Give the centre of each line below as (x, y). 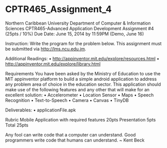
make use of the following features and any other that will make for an (77, 89)
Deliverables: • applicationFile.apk (41, 110)
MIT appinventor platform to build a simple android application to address (81, 79)
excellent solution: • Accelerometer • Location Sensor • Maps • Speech (79, 95)
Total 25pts (17, 125)
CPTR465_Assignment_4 (58, 9)
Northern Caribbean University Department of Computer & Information (78, 23)
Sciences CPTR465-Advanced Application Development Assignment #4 (79, 28)
